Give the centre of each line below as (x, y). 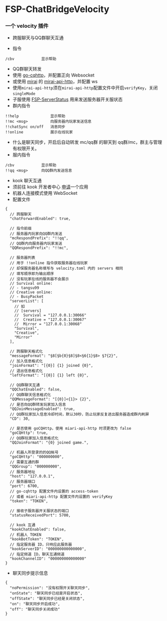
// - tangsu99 (24, 288)
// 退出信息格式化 (26, 371)
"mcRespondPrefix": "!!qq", (39, 238)
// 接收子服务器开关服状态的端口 (39, 511)
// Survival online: (31, 284)
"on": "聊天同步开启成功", (35, 604)
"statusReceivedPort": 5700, (40, 515)
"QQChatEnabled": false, (36, 390)
